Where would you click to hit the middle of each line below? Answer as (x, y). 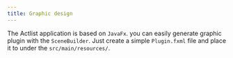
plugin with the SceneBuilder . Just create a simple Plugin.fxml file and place (117, 40)
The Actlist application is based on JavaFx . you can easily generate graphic (115, 33)
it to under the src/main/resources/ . (59, 48)
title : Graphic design (40, 13)
